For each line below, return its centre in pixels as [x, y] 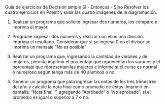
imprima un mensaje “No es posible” [49, 47]
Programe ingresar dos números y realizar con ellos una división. [78, 37]
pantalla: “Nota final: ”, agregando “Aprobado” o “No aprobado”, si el [82, 92]
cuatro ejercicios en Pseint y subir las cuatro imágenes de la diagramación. [81, 12]
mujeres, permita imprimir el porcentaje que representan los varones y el [86, 62]
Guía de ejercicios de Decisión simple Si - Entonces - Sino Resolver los [77, 7]
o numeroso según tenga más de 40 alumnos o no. [64, 72]
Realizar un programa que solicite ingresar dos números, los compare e [85, 22]
